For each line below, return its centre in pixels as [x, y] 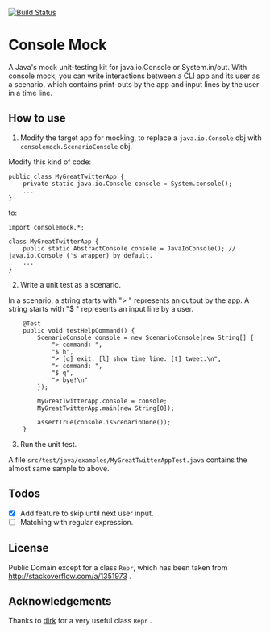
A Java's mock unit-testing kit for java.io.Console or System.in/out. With [128, 67]
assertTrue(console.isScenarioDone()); [104, 422]
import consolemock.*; [46, 227]
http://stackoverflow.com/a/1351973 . [70, 576]
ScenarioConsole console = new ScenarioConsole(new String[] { [145, 337]
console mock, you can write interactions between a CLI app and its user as [134, 76]
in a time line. [30, 93]
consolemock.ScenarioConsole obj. [76, 146]
